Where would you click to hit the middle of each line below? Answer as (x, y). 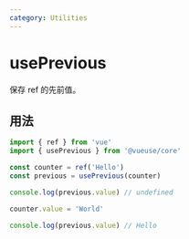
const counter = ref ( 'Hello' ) (67, 168)
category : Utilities (49, 18)
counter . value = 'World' (57, 209)
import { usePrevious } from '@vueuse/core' (95, 151)
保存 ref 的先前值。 (45, 89)
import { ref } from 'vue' (61, 142)
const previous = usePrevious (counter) (85, 176)
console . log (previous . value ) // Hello (83, 225)
